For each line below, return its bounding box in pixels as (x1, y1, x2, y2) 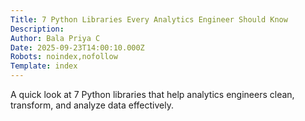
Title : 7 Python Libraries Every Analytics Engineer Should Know (10, 14, 288, 25)
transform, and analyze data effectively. (10, 99, 174, 111)
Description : (10, 24, 65, 34)
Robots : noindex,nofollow (10, 52, 118, 62)
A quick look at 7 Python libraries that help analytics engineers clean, (10, 89, 295, 100)
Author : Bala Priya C (10, 33, 101, 43)
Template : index (10, 61, 78, 71)
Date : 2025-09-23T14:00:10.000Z (10, 42, 145, 53)
